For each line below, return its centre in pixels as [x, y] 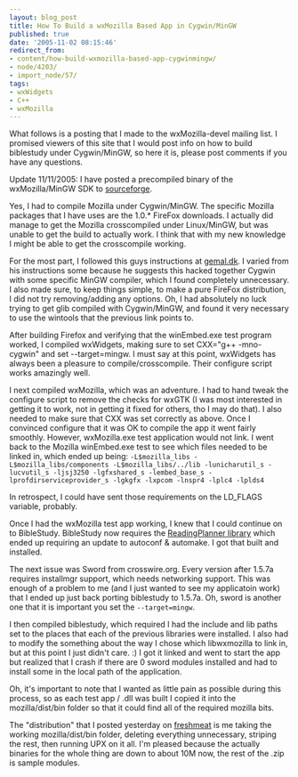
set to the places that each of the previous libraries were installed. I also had [149, 634]
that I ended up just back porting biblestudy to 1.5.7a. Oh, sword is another [145, 598]
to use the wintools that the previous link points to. [101, 318]
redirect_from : [37, 51]
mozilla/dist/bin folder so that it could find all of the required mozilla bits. [141, 708]
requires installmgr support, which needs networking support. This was [140, 579]
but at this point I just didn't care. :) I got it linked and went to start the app [145, 653]
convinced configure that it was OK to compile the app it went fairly [133, 428]
